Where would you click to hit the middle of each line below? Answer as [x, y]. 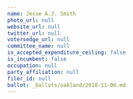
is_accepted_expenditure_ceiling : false [67, 53]
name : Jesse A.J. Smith [42, 14]
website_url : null [34, 26]
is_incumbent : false [37, 59]
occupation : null [32, 66]
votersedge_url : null [39, 40]
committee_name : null [39, 46]
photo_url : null [31, 20]
